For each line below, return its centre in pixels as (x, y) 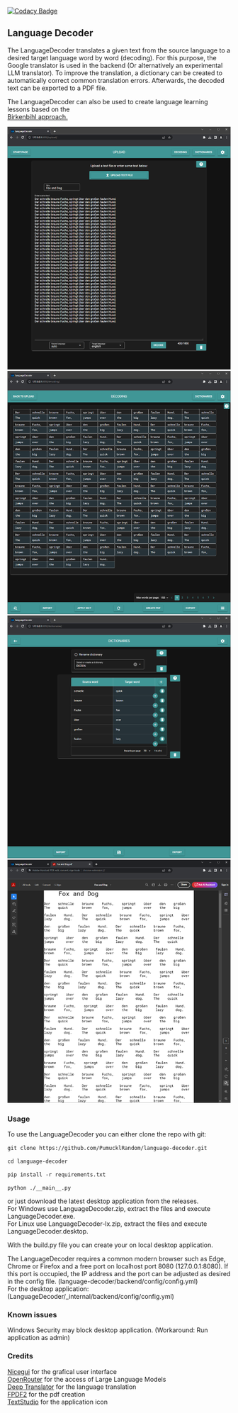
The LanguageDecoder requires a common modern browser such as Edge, (117, 1258)
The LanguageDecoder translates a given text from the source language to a (119, 50)
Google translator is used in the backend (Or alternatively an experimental (115, 65)
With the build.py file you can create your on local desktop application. (110, 1245)
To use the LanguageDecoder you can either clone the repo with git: (107, 1134)
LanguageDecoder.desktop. (48, 1231)
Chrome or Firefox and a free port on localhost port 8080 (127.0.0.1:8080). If (118, 1266)
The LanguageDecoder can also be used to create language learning (108, 101)
